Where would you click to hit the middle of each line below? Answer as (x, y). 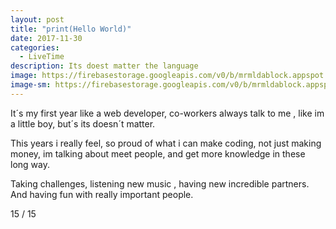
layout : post (37, 19)
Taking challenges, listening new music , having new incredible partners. (160, 183)
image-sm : (31, 85)
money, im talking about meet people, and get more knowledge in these (158, 153)
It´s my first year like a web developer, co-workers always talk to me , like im (167, 113)
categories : (35, 47)
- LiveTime (42, 57)
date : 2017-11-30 (46, 38)
